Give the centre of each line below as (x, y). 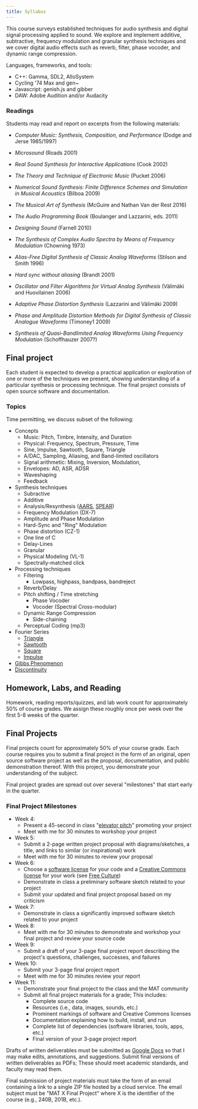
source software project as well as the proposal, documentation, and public (98, 760)
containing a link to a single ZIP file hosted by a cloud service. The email (94, 1087)
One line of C (40, 538)
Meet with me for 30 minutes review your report (82, 976)
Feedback (36, 481)
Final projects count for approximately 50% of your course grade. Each (92, 748)
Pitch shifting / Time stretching (61, 594)
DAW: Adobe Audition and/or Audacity (61, 95)
